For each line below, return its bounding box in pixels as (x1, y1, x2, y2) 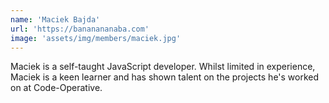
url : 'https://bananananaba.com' (10, 24, 150, 34)
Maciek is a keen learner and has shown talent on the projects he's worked (10, 71, 320, 83)
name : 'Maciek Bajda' (10, 14, 101, 25)
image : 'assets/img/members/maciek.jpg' (10, 33, 182, 43)
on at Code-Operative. (10, 82, 103, 94)
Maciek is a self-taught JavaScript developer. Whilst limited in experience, (10, 61, 316, 73)
